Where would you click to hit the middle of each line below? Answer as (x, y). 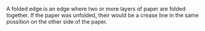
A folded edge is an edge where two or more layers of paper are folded (96, 9)
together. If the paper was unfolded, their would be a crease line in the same (102, 15)
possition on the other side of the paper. (57, 22)
